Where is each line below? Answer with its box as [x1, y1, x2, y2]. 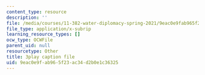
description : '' [6, 15, 48, 21]
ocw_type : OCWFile [6, 37, 53, 43]
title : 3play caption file [6, 54, 75, 60]
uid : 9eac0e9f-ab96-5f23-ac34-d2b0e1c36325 [6, 59, 119, 65]
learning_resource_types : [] [6, 31, 81, 37]
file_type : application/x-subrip [6, 25, 92, 32]
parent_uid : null [6, 43, 51, 49]
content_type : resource [6, 8, 67, 15]
